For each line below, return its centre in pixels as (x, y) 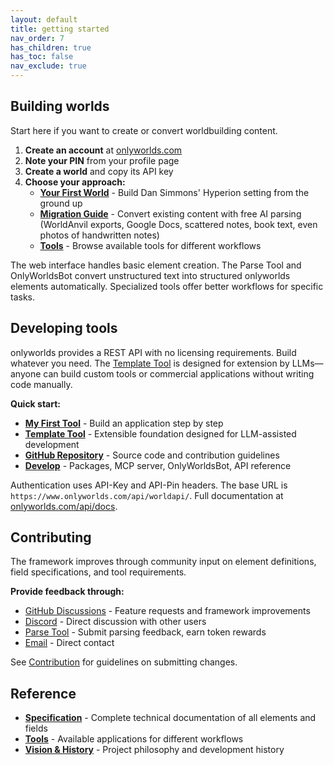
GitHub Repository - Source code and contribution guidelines (152, 455)
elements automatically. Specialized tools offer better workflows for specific (167, 286)
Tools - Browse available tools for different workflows (150, 245)
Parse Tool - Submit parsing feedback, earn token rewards (145, 632)
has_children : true (51, 47)
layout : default (44, 19)
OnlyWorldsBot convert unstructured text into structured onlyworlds (150, 275)
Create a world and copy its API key (99, 171)
